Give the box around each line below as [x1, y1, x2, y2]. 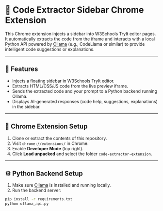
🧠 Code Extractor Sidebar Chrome [5, 4, 144, 16]
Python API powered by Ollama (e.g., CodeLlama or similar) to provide [5, 41, 145, 47]
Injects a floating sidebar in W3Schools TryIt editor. [12, 78, 115, 84]
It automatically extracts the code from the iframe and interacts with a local [5, 36, 155, 42]
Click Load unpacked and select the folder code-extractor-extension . [12, 151, 152, 157]
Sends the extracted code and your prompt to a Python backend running [12, 88, 158, 94]
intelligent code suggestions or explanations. [5, 46, 95, 52]
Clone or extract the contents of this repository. [12, 135, 107, 141]
